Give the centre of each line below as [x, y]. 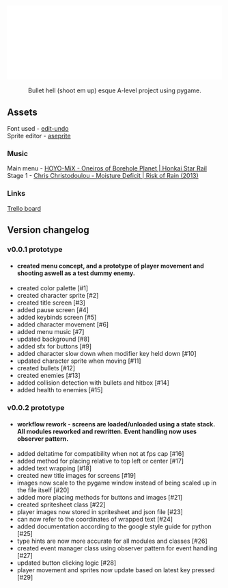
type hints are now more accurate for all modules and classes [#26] [112, 541]
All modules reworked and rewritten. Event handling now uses [106, 431]
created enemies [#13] [48, 376]
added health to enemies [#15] [60, 390]
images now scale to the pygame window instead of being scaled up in [117, 483]
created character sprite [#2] [58, 296]
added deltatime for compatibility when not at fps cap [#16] [100, 454]
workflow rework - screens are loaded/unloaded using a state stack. [116, 424]
